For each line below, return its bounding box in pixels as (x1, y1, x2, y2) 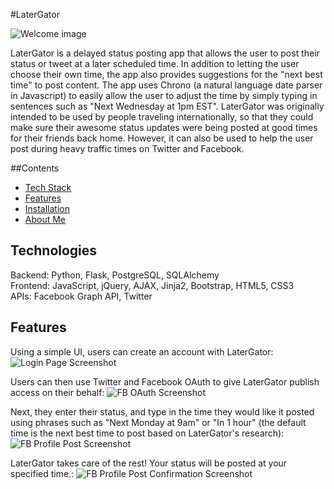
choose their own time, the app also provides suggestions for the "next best (10, 69, 323, 80)
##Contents (10, 162, 60, 174)
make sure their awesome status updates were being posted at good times (10, 122, 318, 133)
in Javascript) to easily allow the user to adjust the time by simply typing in (10, 90, 318, 101)
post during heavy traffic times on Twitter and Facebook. (10, 143, 245, 154)
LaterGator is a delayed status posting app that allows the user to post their (10, 47, 320, 59)
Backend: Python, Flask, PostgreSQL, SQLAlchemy (10, 269, 220, 281)
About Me (24, 214, 67, 225)
